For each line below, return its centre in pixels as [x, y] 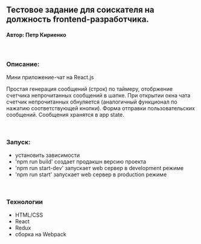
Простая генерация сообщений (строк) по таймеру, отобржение [90, 89]
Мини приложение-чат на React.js [50, 77]
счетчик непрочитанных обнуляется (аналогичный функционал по [92, 102]
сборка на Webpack [40, 234]
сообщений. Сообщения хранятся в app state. [65, 114]
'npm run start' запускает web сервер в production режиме [91, 174]
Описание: [23, 64]
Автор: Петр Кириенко [36, 35]
